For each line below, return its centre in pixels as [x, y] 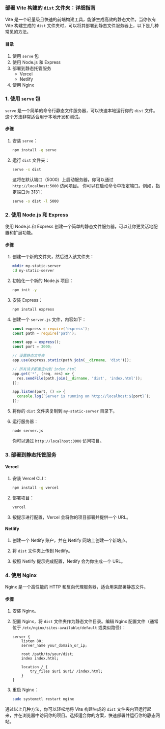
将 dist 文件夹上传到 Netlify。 [42, 551]
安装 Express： [27, 300]
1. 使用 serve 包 [23, 99]
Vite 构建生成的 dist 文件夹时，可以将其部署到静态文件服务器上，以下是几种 [82, 26]
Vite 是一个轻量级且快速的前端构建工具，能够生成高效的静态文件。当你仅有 [81, 19]
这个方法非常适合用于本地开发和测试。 [44, 116]
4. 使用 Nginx [21, 575]
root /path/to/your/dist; [48, 654]
